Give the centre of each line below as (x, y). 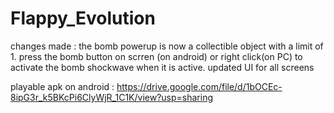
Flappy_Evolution (83, 18)
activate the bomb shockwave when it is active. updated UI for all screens (162, 67)
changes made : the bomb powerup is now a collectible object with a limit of (167, 46)
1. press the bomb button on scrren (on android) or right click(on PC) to (156, 56)
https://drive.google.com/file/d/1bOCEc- (199, 86)
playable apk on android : (62, 86)
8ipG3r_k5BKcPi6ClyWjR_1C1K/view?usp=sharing (112, 97)
